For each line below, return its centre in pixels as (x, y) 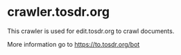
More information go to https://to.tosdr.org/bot (74, 44)
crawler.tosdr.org (58, 12)
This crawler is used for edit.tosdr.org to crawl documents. (91, 31)
